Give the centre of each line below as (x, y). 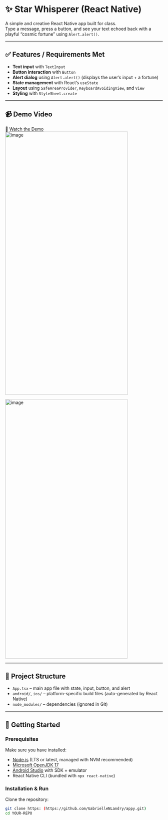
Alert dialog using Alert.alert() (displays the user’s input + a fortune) (85, 77)
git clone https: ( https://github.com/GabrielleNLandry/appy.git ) (76, 809)
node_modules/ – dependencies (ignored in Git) (60, 704)
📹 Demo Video (29, 115)
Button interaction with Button (44, 72)
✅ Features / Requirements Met (55, 54)
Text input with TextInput (39, 67)
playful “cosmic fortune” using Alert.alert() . (52, 34)
